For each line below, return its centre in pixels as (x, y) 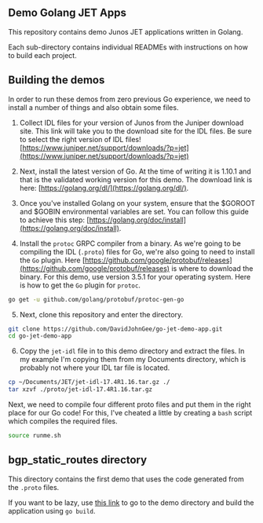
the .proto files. (34, 487)
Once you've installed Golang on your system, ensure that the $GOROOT (137, 203)
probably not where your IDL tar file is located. (95, 368)
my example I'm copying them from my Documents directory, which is (133, 360)
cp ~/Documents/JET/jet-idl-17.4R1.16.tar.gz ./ (89, 382)
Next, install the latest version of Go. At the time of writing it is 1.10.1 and (135, 171)
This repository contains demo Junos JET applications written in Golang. (126, 31)
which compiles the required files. (63, 421)
